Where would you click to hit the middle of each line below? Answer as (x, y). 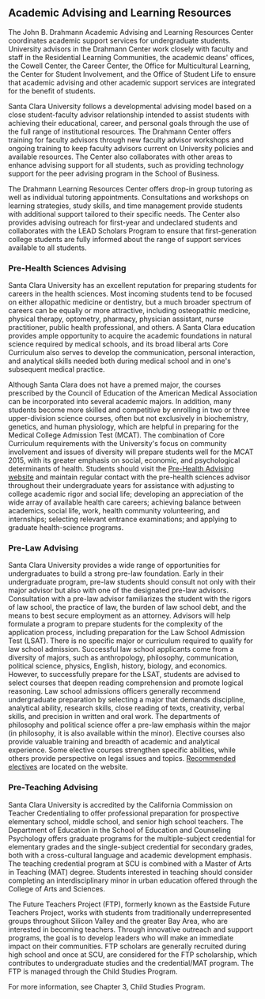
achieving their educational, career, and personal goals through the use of (129, 123)
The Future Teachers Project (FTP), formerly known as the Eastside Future (129, 904)
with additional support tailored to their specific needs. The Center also (124, 214)
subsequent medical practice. (57, 369)
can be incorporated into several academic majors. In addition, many (120, 402)
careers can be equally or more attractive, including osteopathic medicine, (129, 311)
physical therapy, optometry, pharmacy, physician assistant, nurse (116, 319)
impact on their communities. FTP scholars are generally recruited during (127, 946)
